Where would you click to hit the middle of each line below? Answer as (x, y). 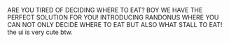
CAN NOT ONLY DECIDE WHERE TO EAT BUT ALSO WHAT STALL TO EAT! (115, 25)
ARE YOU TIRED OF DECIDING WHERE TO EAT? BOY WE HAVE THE (105, 10)
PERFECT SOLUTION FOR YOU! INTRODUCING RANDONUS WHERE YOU (113, 17)
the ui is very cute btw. (40, 32)
